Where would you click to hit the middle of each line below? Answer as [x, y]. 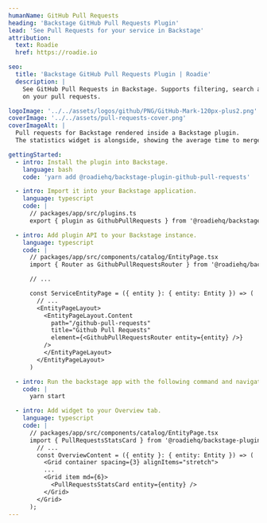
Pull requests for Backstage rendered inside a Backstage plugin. [128, 133]
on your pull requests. [62, 96]
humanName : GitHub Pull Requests [64, 15]
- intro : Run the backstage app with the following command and [124, 382]
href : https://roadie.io [56, 52]
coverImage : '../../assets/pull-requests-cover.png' [97, 118]
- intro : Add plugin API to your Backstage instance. [106, 235]
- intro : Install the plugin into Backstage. [92, 162]
